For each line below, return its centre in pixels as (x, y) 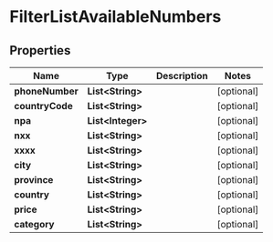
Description (182, 76)
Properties (40, 50)
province (34, 180)
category (34, 224)
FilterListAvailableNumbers (115, 17)
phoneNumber (47, 91)
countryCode (43, 106)
